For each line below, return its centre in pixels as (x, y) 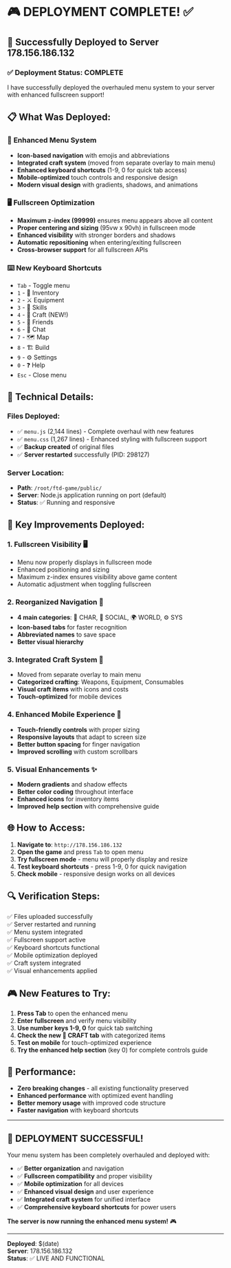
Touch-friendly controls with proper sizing (78, 729)
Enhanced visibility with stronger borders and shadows (96, 235)
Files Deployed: (34, 416)
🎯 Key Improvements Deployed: (76, 524)
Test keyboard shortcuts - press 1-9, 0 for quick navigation (102, 866)
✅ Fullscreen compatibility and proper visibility (85, 1176)
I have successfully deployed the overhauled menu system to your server (111, 87)
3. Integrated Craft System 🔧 (56, 660)
